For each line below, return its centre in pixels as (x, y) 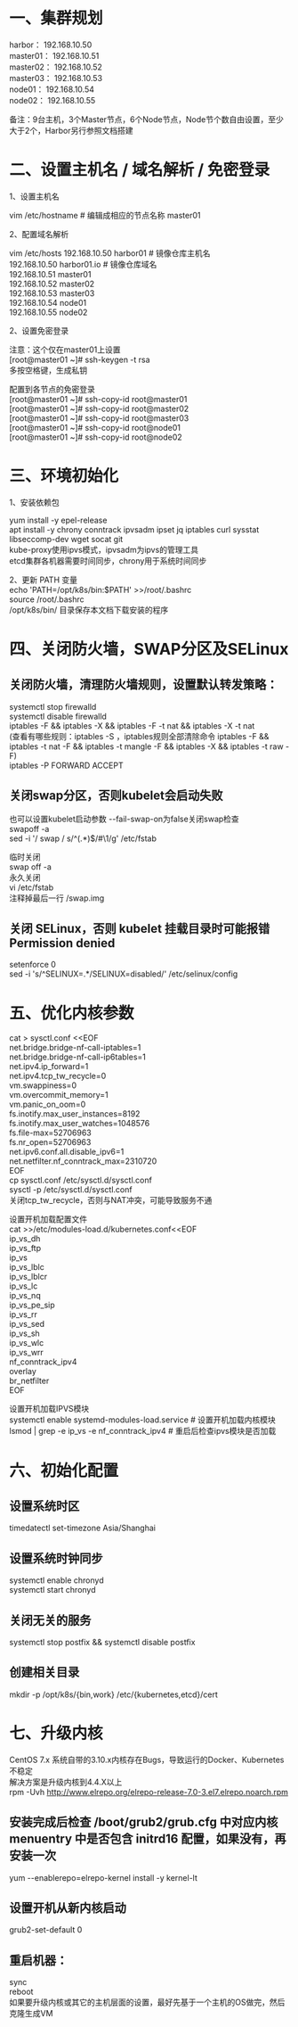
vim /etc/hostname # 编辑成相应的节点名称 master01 (105, 215)
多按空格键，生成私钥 (48, 370)
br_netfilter (29, 1381)
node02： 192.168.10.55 (52, 100)
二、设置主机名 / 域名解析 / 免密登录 (140, 170)
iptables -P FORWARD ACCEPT (66, 765)
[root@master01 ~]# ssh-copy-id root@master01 (98, 399)
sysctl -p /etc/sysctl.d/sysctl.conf (71, 1190)
